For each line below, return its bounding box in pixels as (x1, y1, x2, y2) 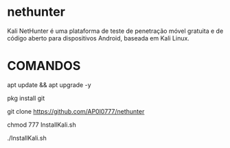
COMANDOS (7, 58, 81, 74)
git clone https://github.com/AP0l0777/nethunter (7, 107, 145, 115)
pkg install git (7, 94, 45, 102)
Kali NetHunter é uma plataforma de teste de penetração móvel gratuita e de (7, 27, 224, 35)
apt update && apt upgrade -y (7, 80, 91, 89)
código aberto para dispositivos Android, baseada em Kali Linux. (7, 34, 190, 42)
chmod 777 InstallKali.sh (7, 121, 77, 129)
